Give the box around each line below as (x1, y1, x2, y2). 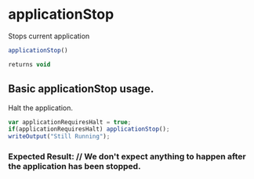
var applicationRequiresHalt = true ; (8, 118, 132, 126)
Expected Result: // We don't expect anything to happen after (8, 151, 246, 162)
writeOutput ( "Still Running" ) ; (8, 133, 111, 141)
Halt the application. (8, 103, 73, 113)
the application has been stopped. (8, 161, 141, 172)
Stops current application (8, 31, 90, 41)
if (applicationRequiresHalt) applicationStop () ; (8, 125, 170, 134)
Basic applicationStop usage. (8, 82, 154, 95)
